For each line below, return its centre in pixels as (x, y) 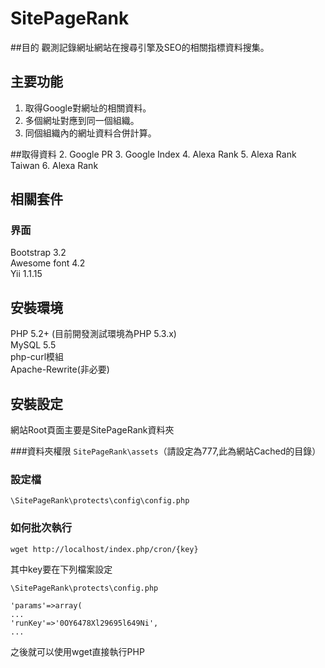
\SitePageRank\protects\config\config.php (100, 501)
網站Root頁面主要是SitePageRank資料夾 (92, 430)
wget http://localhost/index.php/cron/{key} (104, 549)
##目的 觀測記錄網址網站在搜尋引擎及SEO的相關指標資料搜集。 (140, 47)
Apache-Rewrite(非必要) (60, 369)
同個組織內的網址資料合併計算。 (90, 133)
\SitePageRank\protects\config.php (84, 588)
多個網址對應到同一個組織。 (82, 120)
